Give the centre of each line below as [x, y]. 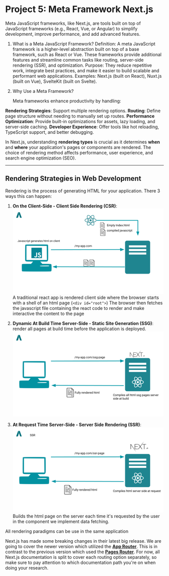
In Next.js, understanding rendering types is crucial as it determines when [82, 142]
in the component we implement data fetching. [61, 521]
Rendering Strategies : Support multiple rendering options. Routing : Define [83, 111]
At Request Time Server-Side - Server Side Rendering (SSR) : [77, 425]
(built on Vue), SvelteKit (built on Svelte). [55, 81]
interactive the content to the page [48, 313]
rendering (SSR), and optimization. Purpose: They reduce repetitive [82, 65]
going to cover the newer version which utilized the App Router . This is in [81, 547]
